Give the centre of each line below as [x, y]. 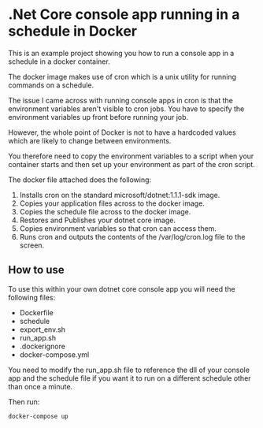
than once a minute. [41, 386]
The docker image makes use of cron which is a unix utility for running [122, 76]
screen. [32, 245]
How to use [36, 270]
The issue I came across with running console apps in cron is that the [121, 100]
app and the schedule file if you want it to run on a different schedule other [130, 378]
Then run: [24, 402]
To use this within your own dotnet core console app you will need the [122, 288]
